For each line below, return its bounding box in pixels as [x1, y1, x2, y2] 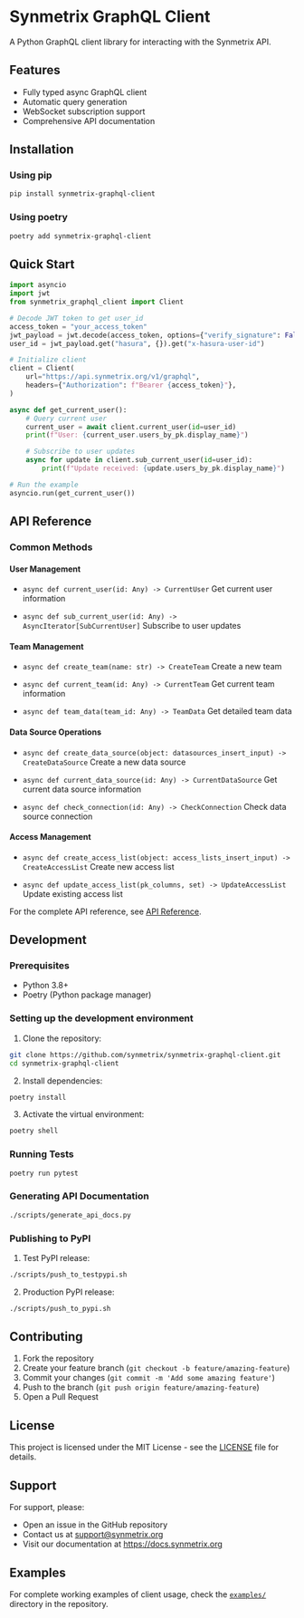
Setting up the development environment [9, 1012, 195, 1025]
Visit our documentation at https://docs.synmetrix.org [22, 1538, 223, 1550]
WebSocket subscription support [22, 106, 146, 117]
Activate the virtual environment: [22, 1109, 145, 1120]
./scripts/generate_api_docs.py [9, 1210, 131, 1219]
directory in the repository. [9, 1598, 109, 1609]
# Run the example [9, 480, 79, 489]
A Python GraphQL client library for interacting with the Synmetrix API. [9, 36, 271, 47]
